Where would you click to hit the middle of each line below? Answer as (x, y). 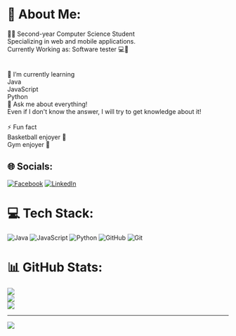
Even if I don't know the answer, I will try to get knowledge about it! (104, 111)
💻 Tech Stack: (51, 213)
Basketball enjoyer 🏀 (37, 137)
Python (18, 96)
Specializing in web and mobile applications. (71, 41)
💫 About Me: (44, 14)
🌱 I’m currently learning (41, 74)
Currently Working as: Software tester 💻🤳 (68, 49)
